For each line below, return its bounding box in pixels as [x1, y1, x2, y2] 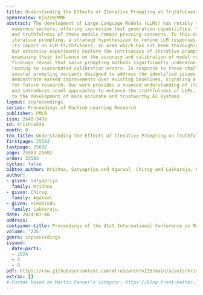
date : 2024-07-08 [6, 211, 50, 218]
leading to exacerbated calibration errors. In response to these [11, 65, 182, 71]
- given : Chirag [6, 189, 47, 195]
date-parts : [11, 245, 42, 251]
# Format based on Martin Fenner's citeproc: [6, 279, 123, 285]
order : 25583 [6, 155, 39, 161]
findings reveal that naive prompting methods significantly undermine [11, 59, 196, 65]
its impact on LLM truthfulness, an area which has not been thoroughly [11, 43, 199, 49]
